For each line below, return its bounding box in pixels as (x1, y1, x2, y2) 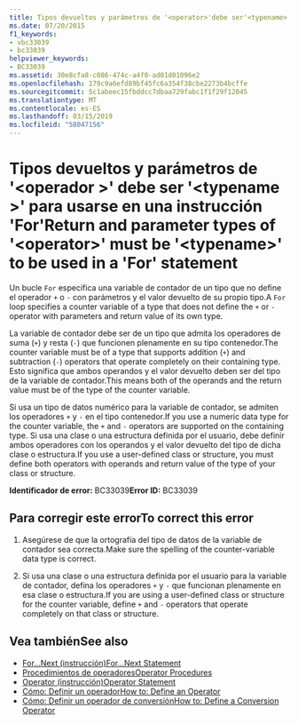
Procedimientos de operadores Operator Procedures (21, 667, 213, 678)
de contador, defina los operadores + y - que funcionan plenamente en (21, 579, 282, 591)
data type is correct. (21, 553, 97, 564)
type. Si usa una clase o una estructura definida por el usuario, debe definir (9, 430, 286, 441)
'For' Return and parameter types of (9, 215, 277, 235)
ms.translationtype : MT (9, 95, 98, 105)
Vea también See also (9, 634, 129, 649)
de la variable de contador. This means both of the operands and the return (9, 375, 282, 386)
